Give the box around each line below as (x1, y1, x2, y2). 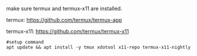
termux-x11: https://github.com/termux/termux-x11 (6, 28, 130, 35)
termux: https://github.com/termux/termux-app (6, 17, 122, 23)
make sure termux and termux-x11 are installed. (6, 5, 122, 12)
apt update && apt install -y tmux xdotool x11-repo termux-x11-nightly (6, 44, 191, 50)
